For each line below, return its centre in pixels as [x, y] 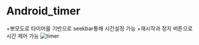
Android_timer [44, 11]
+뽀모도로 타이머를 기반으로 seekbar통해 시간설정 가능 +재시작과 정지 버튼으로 [100, 28]
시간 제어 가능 [23, 36]
